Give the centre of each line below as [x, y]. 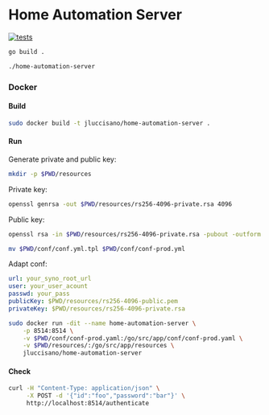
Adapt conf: [28, 264]
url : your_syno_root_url [50, 279]
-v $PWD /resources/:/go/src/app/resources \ [99, 346]
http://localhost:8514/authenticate [88, 404]
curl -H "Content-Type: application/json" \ [84, 388]
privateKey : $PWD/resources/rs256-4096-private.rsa [97, 308]
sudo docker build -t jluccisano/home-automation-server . [110, 123]
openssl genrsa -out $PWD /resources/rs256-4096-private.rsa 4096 [120, 204]
